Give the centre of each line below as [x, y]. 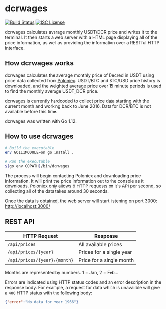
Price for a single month [106, 260]
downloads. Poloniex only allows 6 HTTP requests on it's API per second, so [83, 186]
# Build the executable [30, 148]
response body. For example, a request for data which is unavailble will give [83, 287]
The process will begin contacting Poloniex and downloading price [73, 176]
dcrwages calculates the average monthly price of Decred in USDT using [80, 75]
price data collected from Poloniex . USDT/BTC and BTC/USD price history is [83, 80]
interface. [15, 48]
